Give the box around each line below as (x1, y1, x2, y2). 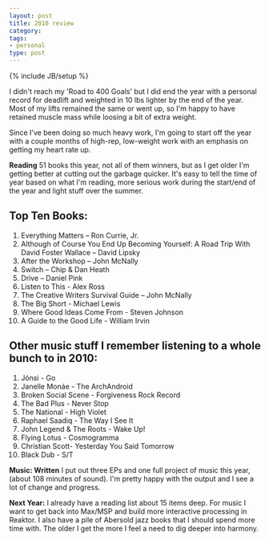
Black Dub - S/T (20, 449, 74, 459)
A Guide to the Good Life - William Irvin (20, 315, 151, 325)
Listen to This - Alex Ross (20, 282, 105, 291)
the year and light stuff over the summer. (9, 186, 143, 195)
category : (9, 26, 42, 35)
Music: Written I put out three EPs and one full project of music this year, (9, 465, 251, 474)
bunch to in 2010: (9, 352, 98, 365)
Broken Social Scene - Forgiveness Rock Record (20, 390, 181, 400)
